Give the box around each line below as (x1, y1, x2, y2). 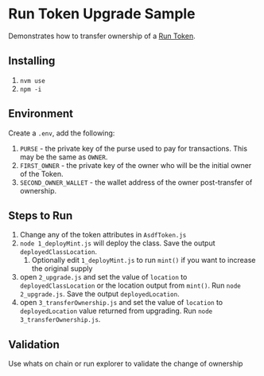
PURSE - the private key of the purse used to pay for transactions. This (19, 143, 248, 153)
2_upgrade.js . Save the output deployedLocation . (19, 289, 181, 299)
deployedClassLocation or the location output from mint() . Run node (19, 280, 241, 291)
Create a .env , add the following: (8, 128, 115, 138)
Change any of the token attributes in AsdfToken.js (19, 230, 187, 240)
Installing (8, 54, 56, 68)
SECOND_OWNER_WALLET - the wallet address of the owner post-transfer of (19, 177, 253, 187)
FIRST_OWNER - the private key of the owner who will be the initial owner (19, 160, 252, 170)
